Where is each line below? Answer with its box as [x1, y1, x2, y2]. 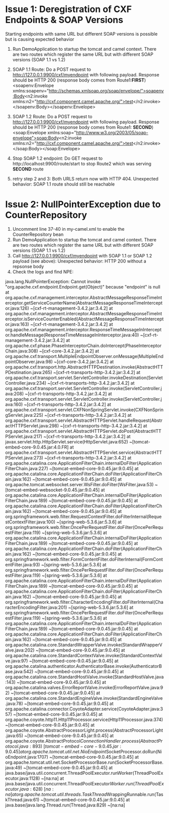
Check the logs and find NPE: [12, 268, 74, 275]
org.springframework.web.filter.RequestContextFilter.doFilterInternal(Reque [5, 513, 162, 519]
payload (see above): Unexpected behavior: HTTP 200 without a [12, 258, 147, 264]
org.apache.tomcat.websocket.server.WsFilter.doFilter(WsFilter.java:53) [5, 481, 154, 487]
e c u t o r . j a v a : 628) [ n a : [5, 786, 54, 792]
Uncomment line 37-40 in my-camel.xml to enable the [12, 226, 125, 232]
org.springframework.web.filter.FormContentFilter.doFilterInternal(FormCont [5, 556, 163, 562]
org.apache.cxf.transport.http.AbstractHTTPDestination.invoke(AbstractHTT [5, 364, 163, 370]
